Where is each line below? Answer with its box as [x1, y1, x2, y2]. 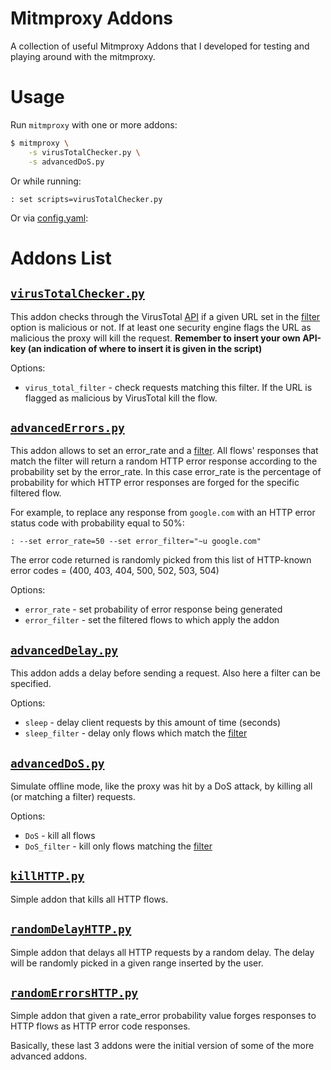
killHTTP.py [10, 869, 85, 884]
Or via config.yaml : [10, 212, 89, 224]
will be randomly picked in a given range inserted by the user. [10, 957, 264, 969]
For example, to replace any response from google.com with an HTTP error [10, 507, 316, 519]
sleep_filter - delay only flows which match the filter [24, 727, 248, 739]
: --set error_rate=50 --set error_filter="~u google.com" [10, 537, 262, 547]
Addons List [10, 247, 112, 269]
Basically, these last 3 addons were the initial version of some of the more [10, 1040, 315, 1052]
